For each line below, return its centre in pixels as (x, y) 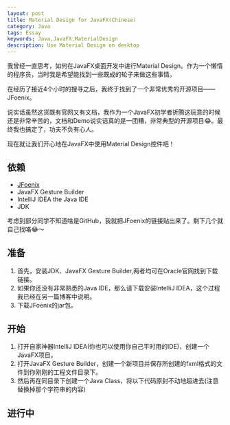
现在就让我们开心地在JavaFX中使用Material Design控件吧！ (91, 144)
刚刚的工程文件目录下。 (68, 372)
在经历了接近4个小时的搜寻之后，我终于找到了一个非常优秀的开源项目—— (112, 89)
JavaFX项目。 (37, 355)
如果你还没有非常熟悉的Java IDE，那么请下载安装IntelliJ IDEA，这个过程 (118, 288)
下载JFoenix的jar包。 (47, 305)
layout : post (26, 13)
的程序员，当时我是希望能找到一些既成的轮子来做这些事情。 (91, 74)
